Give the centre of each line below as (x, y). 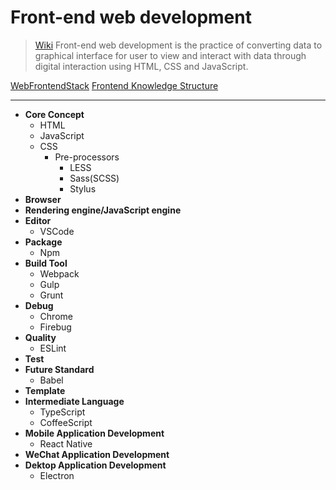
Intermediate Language (74, 401)
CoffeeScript (66, 422)
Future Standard (59, 369)
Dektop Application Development (95, 465)
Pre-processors (87, 157)
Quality (40, 337)
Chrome (56, 316)
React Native (66, 443)
